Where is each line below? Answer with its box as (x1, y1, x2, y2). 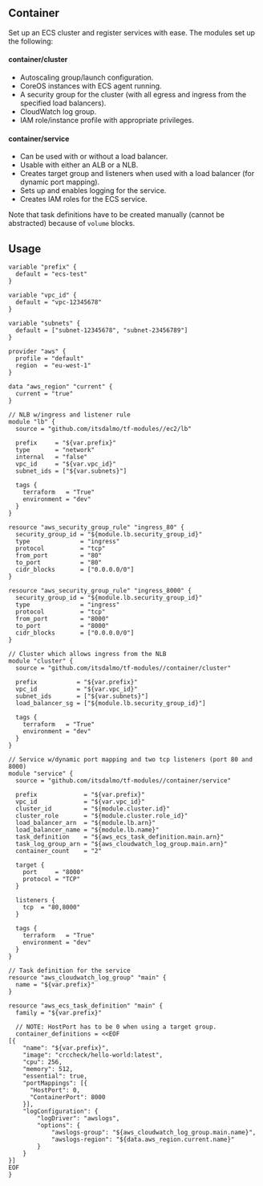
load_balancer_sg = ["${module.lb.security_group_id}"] (15, 700, 206, 708)
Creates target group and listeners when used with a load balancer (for (19, 169, 255, 179)
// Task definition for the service (8, 966, 131, 975)
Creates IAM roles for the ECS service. (19, 195, 148, 204)
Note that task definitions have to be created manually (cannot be (8, 210, 225, 220)
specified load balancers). (19, 98, 107, 108)
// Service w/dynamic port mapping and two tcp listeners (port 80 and (8, 756, 253, 764)
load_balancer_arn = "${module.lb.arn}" (15, 819, 156, 827)
